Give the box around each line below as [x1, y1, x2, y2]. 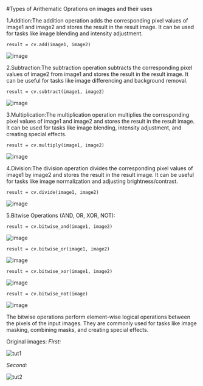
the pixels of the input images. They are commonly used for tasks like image [6, 320, 198, 327]
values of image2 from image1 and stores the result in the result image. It [6, 71, 188, 78]
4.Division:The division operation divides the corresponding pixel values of [6, 165, 193, 172]
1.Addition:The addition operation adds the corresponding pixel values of [6, 17, 188, 24]
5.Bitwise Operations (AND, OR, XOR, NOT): [6, 212, 115, 219]
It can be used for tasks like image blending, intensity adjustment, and [6, 124, 182, 131]
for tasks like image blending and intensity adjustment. [6, 30, 143, 37]
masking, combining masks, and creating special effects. [6, 326, 149, 333]
